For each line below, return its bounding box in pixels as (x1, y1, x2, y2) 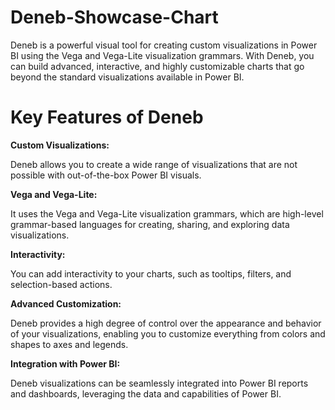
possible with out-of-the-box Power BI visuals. (10, 169, 202, 181)
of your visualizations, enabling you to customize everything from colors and (10, 327, 326, 340)
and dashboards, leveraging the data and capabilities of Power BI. (10, 387, 282, 400)
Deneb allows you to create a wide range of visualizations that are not (10, 158, 298, 170)
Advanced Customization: (10, 297, 122, 310)
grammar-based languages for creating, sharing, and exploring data (10, 218, 290, 230)
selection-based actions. (10, 278, 113, 290)
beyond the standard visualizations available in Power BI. (10, 71, 245, 83)
